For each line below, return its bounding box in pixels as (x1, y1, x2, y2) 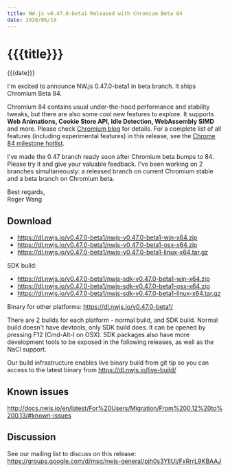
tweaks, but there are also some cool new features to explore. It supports (7, 110, 214, 118)
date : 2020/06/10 (7, 17, 57, 23)
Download (7, 215, 51, 227)
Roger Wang (7, 195, 43, 204)
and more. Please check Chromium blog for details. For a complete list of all (7, 125, 222, 133)
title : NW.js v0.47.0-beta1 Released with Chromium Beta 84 (7, 10, 183, 17)
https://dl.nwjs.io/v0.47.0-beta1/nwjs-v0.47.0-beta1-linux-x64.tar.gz (16, 248, 208, 257)
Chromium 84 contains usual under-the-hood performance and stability (7, 103, 210, 111)
